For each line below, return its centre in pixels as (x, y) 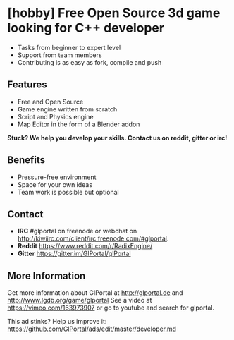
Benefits (26, 160)
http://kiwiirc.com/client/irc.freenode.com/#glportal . (93, 238)
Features (27, 85)
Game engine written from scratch (67, 109)
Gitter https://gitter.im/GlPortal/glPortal (74, 254)
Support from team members (60, 55)
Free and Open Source (50, 102)
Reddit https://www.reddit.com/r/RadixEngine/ (85, 246)
